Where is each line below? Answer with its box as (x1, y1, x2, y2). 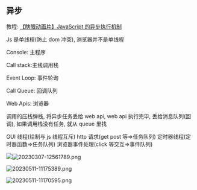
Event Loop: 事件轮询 (6, 74, 59, 81)
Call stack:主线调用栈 (6, 61, 59, 68)
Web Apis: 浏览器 (6, 100, 49, 107)
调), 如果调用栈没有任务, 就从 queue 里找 (6, 120, 107, 127)
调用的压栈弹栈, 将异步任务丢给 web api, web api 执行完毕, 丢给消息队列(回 (6, 112, 192, 119)
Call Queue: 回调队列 (6, 87, 58, 94)
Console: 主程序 (6, 48, 46, 55)
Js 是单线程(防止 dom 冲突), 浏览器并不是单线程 (6, 36, 125, 43)
